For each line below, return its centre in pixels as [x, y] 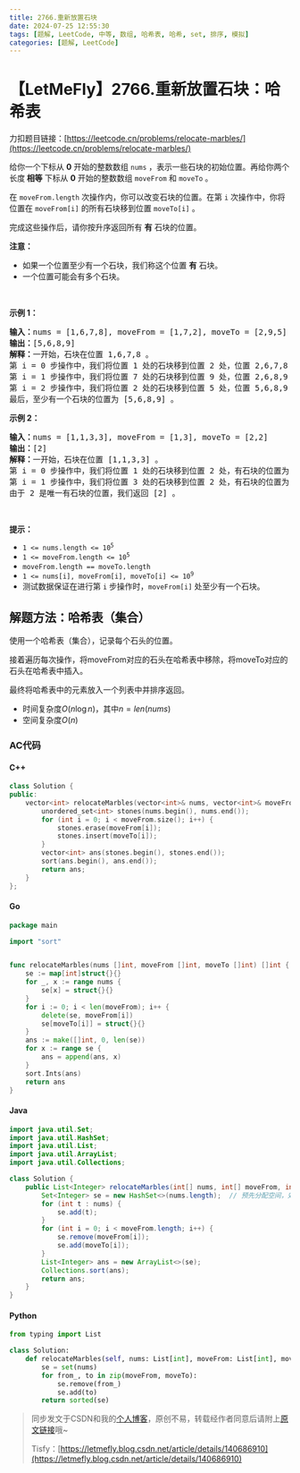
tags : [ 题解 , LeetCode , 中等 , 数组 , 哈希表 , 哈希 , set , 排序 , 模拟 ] [129, 34]
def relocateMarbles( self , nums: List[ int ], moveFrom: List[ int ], [151, 1359]
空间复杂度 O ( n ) [50, 720]
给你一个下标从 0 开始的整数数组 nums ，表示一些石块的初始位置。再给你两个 [150, 167]
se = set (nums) [70, 1367]
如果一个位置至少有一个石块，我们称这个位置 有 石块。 [122, 266]
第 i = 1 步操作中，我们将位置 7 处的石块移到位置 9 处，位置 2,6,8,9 [149, 377]
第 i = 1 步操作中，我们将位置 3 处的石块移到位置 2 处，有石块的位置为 [150, 482]
